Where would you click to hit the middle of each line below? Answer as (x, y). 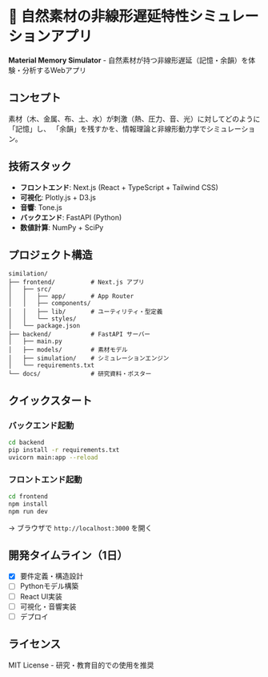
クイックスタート (50, 400)
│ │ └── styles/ (43, 319)
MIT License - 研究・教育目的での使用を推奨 (81, 665)
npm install (28, 504)
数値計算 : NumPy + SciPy (62, 227)
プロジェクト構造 (50, 254)
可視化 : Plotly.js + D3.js (58, 197)
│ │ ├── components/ (50, 304)
